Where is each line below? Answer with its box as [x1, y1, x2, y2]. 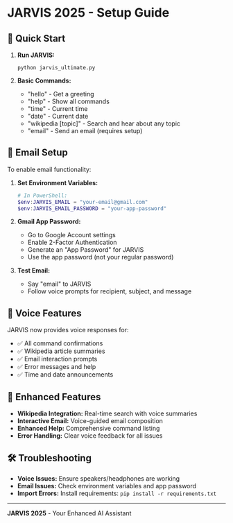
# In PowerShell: [17, 192, 68, 199]
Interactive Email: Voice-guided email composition [17, 417, 163, 425]
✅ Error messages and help [17, 363, 96, 371]
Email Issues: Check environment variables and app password [17, 481, 196, 490]
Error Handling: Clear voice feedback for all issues [17, 431, 163, 440]
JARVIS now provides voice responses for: [7, 326, 130, 334]
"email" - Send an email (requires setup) [27, 127, 143, 135]
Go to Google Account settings [27, 231, 116, 239]
